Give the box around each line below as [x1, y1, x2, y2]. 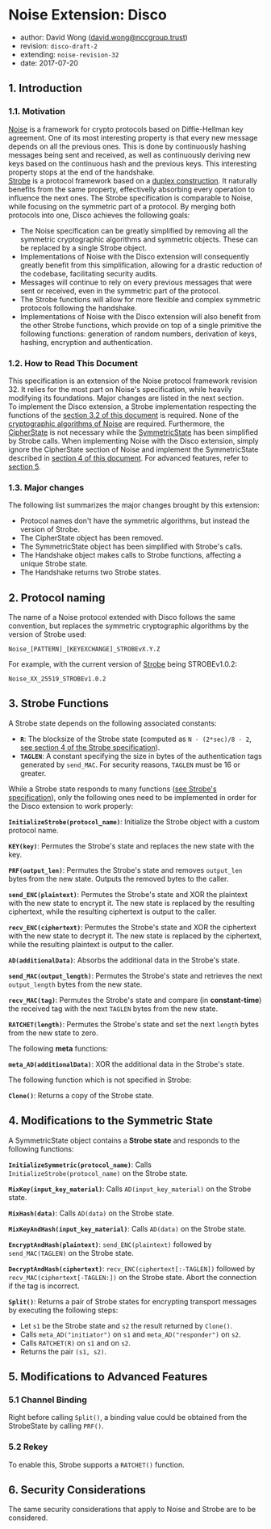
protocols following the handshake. [19, 303, 137, 313]
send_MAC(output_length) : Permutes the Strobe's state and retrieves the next [8, 971, 263, 980]
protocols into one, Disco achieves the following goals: [8, 210, 190, 220]
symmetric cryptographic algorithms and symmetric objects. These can [19, 234, 258, 244]
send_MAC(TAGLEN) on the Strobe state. [8, 1248, 135, 1257]
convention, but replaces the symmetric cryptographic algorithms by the [8, 621, 249, 631]
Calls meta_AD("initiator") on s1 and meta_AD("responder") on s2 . [19, 1329, 241, 1339]
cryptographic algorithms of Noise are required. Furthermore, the [8, 419, 225, 428]
